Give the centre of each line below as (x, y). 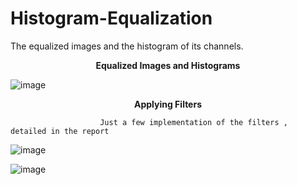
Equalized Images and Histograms (168, 65)
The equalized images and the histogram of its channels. (127, 46)
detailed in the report (60, 131)
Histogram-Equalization (111, 18)
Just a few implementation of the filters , (193, 122)
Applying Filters (168, 104)
